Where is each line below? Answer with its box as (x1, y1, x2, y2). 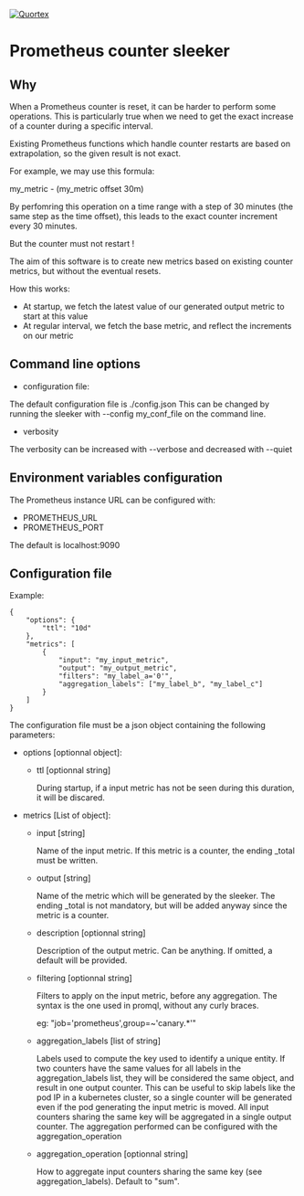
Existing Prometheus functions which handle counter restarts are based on (9, 138, 290, 149)
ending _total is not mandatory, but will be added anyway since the (36, 900, 288, 911)
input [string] (36, 828, 86, 839)
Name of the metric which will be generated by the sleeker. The (36, 891, 276, 902)
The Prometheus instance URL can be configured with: (9, 494, 216, 505)
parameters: (9, 729, 56, 740)
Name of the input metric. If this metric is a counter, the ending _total (36, 845, 295, 856)
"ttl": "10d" (42, 624, 92, 633)
